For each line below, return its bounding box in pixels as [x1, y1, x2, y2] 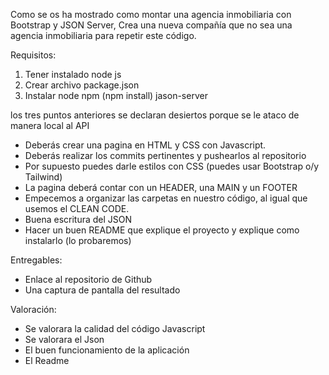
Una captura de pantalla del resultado [24, 284, 181, 296]
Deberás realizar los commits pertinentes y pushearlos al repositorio [24, 150, 307, 161]
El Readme [24, 355, 70, 366]
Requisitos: [10, 49, 57, 61]
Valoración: [10, 304, 57, 315]
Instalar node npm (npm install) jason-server [24, 90, 208, 101]
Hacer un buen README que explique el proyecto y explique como [24, 224, 300, 236]
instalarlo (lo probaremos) [24, 235, 132, 246]
